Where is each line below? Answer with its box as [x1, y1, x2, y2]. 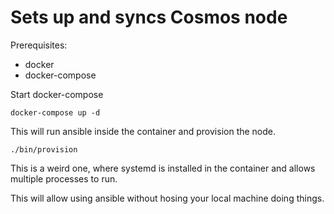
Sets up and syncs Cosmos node [10, 6, 288, 29]
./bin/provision [10, 144, 78, 155]
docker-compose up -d [10, 107, 101, 118]
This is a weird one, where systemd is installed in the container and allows [10, 162, 316, 174]
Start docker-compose [10, 88, 104, 100]
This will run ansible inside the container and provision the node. [10, 125, 277, 137]
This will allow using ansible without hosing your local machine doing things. [10, 192, 325, 204]
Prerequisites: [10, 39, 68, 51]
